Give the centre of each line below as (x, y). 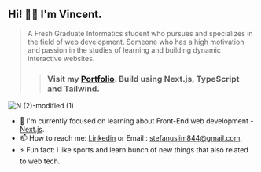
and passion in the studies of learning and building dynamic (124, 50)
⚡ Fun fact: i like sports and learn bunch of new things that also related (134, 150)
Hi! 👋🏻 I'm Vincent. (55, 15)
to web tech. (40, 161)
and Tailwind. (73, 89)
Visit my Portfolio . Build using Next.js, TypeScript (143, 79)
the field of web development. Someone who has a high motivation (136, 42)
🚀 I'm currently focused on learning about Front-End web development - (136, 121)
